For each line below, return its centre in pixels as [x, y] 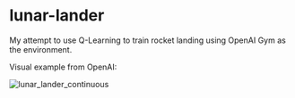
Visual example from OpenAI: [63, 67]
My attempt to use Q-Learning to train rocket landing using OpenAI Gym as [148, 40]
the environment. [41, 49]
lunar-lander [57, 16]
